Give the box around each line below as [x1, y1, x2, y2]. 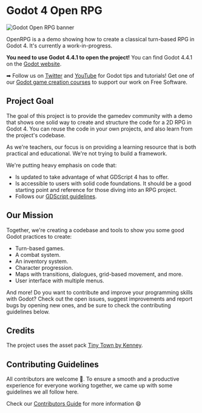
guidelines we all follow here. [6, 388, 79, 395]
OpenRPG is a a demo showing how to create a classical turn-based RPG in [6, 35, 195, 43]
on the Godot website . [6, 60, 62, 67]
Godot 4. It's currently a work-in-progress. [6, 42, 113, 49]
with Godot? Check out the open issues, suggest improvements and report [6, 295, 193, 302]
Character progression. [15, 264, 73, 271]
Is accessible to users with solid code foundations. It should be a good [15, 180, 192, 187]
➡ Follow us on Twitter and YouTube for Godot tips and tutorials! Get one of [6, 72, 195, 79]
